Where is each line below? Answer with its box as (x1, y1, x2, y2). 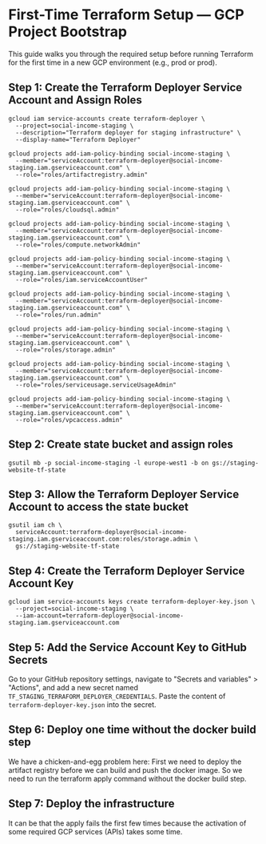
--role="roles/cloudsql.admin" (15, 206, 120, 214)
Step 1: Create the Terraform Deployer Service (8, 81, 243, 94)
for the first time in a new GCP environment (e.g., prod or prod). (8, 58, 217, 67)
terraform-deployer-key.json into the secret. (8, 700, 157, 709)
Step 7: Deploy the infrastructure (8, 797, 175, 810)
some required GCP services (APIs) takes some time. (8, 826, 183, 836)
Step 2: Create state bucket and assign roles (8, 438, 233, 452)
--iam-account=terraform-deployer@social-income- (15, 612, 184, 620)
